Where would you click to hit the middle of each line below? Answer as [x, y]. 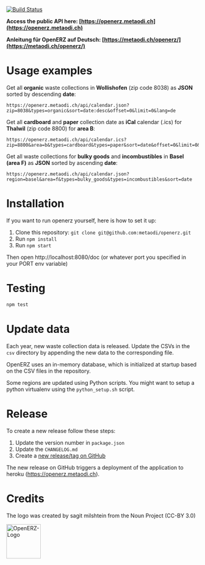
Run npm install [36, 239]
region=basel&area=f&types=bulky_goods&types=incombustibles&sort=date [99, 179]
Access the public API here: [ [44, 21]
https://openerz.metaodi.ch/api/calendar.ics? [67, 140]
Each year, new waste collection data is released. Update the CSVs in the [98, 346]
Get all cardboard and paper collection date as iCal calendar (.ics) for [94, 122]
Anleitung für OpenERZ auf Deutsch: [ [56, 39]
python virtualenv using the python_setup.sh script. [71, 389]
